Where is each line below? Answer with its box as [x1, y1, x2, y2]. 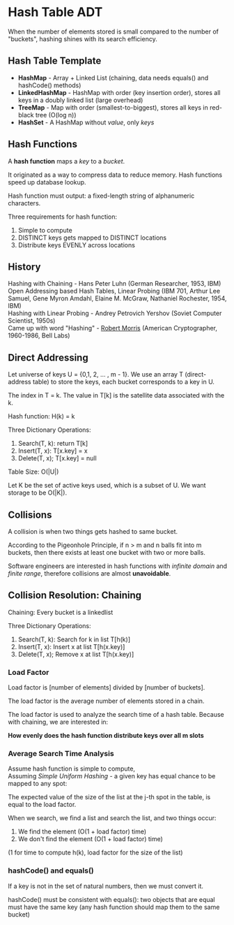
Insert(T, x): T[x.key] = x [17, 446, 88, 455]
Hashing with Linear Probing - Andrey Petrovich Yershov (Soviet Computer [8, 309, 222, 318]
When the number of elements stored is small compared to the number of [8, 27, 219, 36]
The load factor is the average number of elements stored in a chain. [8, 697, 205, 706]
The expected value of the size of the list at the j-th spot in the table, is [8, 793, 211, 801]
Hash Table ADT [8, 4, 103, 20]
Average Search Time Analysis [8, 749, 114, 759]
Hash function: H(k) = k [8, 412, 75, 421]
